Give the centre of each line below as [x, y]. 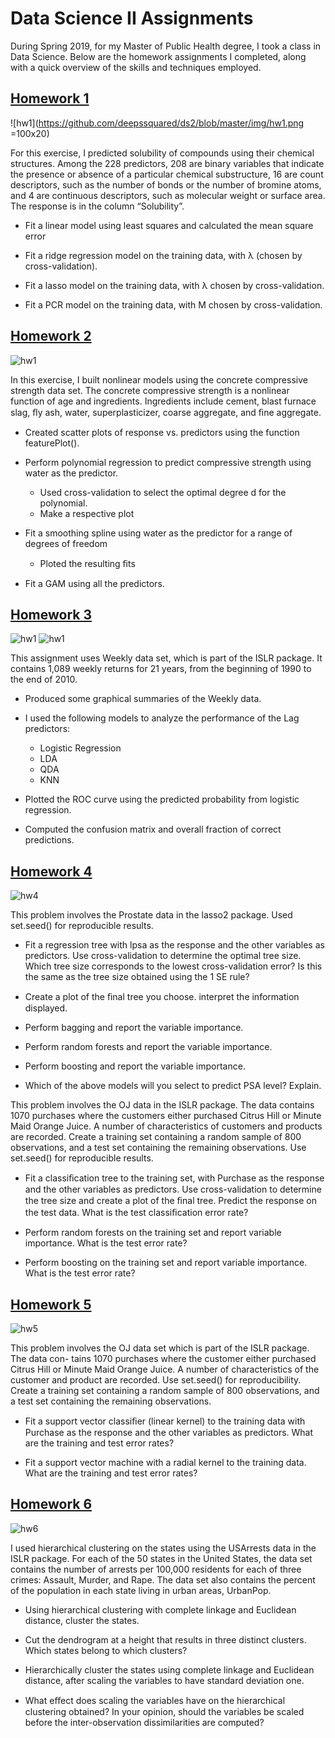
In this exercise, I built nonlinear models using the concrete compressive [159, 379]
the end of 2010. [44, 679]
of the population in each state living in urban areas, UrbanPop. [141, 1590]
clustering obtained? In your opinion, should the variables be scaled [164, 1711]
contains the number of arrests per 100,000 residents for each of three [156, 1569]
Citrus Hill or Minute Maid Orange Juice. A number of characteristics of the [165, 1369]
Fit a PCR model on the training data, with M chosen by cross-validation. [173, 304]
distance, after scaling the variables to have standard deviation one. [164, 1680]
